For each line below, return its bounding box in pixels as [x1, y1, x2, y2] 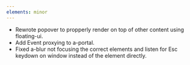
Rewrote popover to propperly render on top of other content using [15, 26, 185, 33]
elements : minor [6, 9, 48, 15]
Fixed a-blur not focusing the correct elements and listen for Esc [15, 45, 178, 53]
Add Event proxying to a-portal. [15, 39, 95, 46]
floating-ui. [15, 32, 43, 40]
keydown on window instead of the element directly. [15, 52, 147, 59]
